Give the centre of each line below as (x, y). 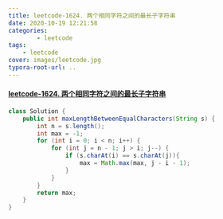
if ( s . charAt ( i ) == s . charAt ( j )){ (122, 156)
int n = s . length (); (71, 126)
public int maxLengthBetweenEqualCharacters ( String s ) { (119, 119)
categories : (28, 30)
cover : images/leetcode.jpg (55, 61)
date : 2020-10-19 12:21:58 (53, 23)
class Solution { (37, 111)
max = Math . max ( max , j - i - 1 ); (135, 163)
